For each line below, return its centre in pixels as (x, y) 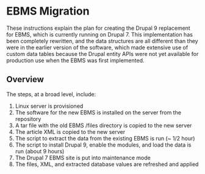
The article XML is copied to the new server (70, 131)
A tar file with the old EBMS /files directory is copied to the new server (103, 125)
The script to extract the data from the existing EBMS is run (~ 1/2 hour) (105, 138)
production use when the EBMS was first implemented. (75, 60)
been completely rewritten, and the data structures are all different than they (102, 41)
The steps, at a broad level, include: (51, 94)
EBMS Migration (48, 11)
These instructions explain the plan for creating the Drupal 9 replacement (98, 28)
